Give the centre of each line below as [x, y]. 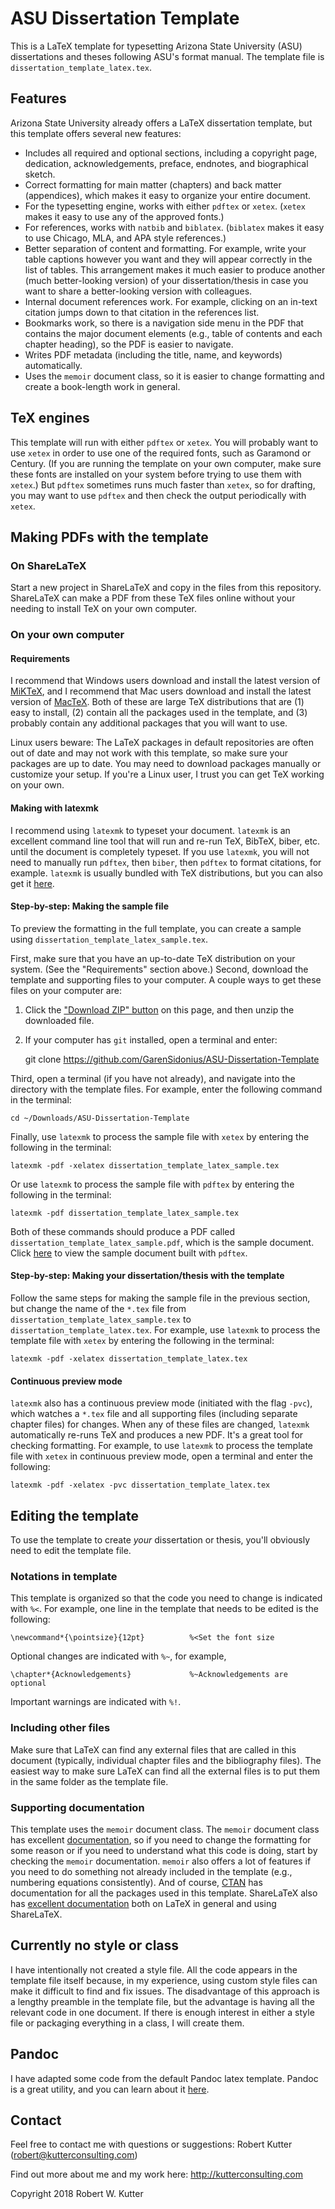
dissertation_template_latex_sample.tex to [101, 1319]
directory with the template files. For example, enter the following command [166, 1089]
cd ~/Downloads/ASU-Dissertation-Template [100, 1118]
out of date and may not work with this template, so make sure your [149, 753]
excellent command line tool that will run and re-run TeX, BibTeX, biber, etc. [165, 841]
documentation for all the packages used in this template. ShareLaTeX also [164, 1893]
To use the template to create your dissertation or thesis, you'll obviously [160, 1540]
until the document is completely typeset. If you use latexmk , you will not [160, 851]
